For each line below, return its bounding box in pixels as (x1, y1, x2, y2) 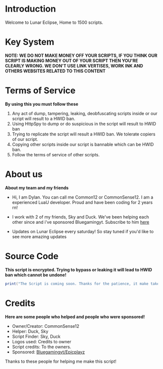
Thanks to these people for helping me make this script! (5, 358, 116, 364)
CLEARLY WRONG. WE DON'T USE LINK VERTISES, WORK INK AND (5, 63, 143, 68)
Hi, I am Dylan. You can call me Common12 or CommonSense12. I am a (12, 194, 154, 200)
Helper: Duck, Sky (12, 328, 49, 334)
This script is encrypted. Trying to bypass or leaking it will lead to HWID (5, 267, 152, 272)
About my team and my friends (5, 184, 69, 190)
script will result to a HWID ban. (12, 116, 76, 121)
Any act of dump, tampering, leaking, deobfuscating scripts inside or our (12, 110, 158, 116)
